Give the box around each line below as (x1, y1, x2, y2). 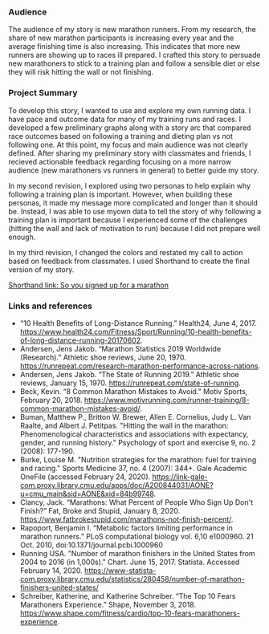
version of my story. (8, 264, 75, 274)
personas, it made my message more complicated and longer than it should (8, 197, 259, 207)
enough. (8, 232, 36, 242)
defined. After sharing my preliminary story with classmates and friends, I (8, 148, 251, 158)
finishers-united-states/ (19, 583, 99, 592)
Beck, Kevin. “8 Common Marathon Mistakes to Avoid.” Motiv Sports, (19, 386, 248, 396)
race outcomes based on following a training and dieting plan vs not (8, 131, 233, 140)
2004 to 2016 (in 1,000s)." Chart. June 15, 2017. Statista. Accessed (19, 557, 240, 567)
